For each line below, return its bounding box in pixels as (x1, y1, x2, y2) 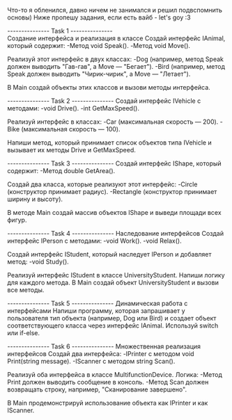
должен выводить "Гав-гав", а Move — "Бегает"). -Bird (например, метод (7, 63, 225, 70)
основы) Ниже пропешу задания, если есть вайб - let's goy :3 (7, 13, 191, 22)
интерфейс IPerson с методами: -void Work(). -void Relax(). (7, 236, 183, 245)
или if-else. (7, 329, 40, 337)
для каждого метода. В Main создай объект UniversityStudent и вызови (7, 278, 219, 286)
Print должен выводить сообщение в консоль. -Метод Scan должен (7, 378, 209, 386)
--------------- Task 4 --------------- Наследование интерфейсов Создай (7, 229, 224, 237)
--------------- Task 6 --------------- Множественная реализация (7, 342, 201, 350)
